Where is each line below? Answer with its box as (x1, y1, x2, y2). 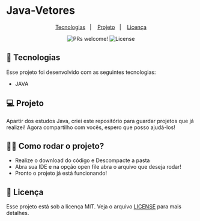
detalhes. (6, 210, 29, 217)
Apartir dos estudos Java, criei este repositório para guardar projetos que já (6, 117, 194, 124)
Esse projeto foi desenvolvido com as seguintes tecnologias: (6, 68, 156, 76)
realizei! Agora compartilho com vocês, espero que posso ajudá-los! (6, 124, 175, 131)
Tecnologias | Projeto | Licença (55, 23, 147, 31)
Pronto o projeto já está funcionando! (14, 169, 107, 177)
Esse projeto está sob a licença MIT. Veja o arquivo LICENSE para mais (6, 203, 182, 210)
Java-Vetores (6, 4, 75, 17)
